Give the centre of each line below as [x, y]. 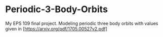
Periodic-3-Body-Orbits [56, 9]
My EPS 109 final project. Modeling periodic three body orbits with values [82, 23]
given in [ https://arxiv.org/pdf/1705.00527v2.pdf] [56, 28]
